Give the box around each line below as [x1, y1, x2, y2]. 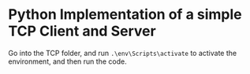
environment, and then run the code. [8, 57, 128, 66]
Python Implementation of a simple [8, 6, 242, 24]
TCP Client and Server [8, 22, 156, 40]
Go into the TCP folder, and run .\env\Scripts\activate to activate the [8, 48, 237, 57]
